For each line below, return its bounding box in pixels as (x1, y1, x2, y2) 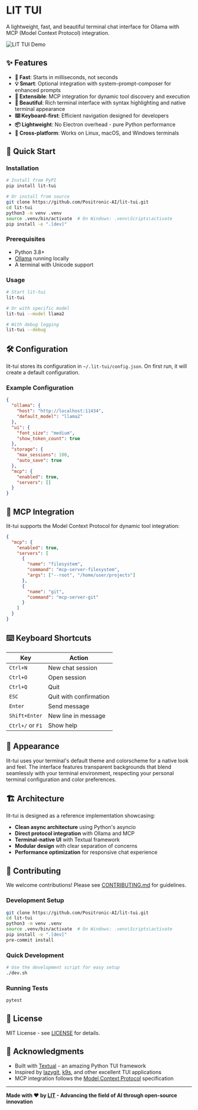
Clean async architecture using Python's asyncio (14, 824, 136, 831)
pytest (6, 997, 22, 1004)
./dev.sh (6, 969, 28, 976)
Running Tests (6, 984, 48, 992)
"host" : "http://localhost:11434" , (16, 408, 104, 414)
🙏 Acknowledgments (6, 1046, 84, 1057)
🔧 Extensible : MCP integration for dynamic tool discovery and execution (14, 93, 190, 100)
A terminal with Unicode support (14, 261, 94, 268)
